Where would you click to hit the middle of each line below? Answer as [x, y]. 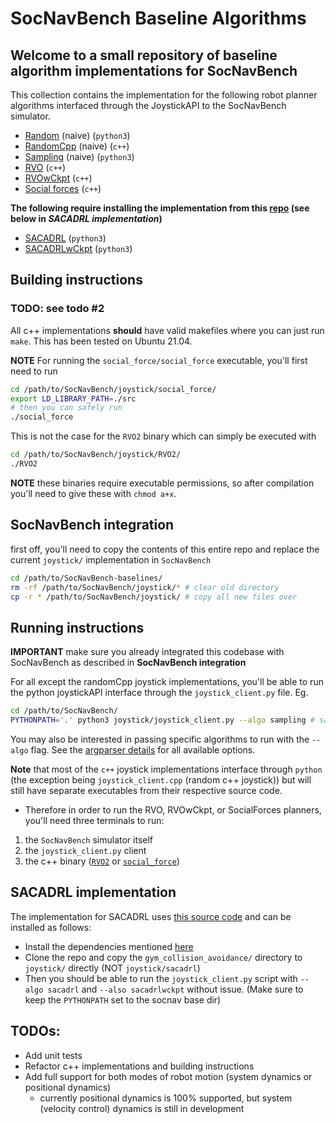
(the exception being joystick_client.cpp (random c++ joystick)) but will [161, 779]
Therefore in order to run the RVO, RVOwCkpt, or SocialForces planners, [173, 809]
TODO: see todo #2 [57, 309]
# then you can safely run [66, 408]
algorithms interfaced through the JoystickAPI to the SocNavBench [148, 105]
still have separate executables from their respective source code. [146, 790]
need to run [34, 371]
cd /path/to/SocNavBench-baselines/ [86, 578]
